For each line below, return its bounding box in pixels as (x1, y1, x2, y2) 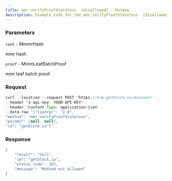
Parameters (5, 29, 35, 36)
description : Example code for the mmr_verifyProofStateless (5, 12, 139, 17)
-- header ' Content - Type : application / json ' (5, 105, 100, 110)
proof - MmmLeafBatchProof (5, 61, 67, 67)
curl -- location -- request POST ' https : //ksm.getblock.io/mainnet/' (5, 95, 155, 100)
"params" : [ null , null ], (5, 119, 58, 124)
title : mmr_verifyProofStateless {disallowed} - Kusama (5, 7, 130, 13)
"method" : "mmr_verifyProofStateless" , (5, 114, 91, 119)
